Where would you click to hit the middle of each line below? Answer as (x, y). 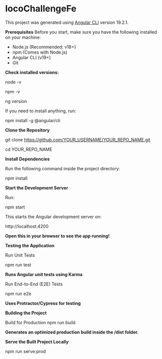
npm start (15, 207)
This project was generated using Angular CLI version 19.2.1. (67, 22)
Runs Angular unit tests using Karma (44, 274)
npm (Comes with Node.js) (40, 52)
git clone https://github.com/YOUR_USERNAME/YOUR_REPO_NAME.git (78, 140)
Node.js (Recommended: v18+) (44, 47)
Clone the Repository (27, 130)
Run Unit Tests (20, 255)
